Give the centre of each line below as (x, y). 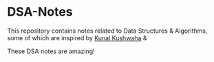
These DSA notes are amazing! (51, 51)
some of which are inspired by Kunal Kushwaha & (77, 37)
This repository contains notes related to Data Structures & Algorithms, (107, 31)
